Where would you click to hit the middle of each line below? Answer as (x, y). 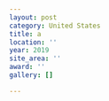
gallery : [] (31, 75)
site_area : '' (35, 58)
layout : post (33, 17)
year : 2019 (29, 50)
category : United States (55, 26)
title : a (25, 34)
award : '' (27, 67)
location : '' (33, 42)
